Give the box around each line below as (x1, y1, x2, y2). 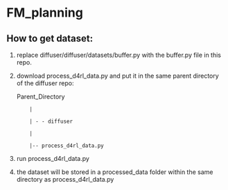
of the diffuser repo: (16, 79, 74, 87)
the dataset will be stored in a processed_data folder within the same (16, 168, 213, 176)
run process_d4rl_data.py (16, 155, 89, 162)
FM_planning (6, 5, 84, 21)
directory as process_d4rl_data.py (16, 175, 114, 183)
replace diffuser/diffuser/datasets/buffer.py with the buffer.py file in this (16, 51, 222, 59)
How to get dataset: (6, 33, 94, 44)
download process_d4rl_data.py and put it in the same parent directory (16, 71, 219, 80)
